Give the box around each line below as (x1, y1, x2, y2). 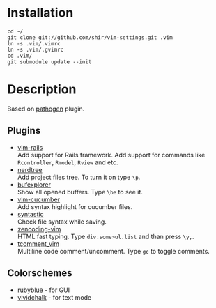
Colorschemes (7, 267, 72, 279)
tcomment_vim (17, 239, 59, 248)
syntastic (17, 210, 44, 218)
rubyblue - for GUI (17, 286, 70, 294)
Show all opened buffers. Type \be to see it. (17, 187, 143, 196)
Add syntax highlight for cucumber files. (17, 202, 133, 210)
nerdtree (17, 165, 43, 174)
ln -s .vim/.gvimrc (7, 46, 64, 53)
